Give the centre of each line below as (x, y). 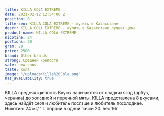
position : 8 (17, 19)
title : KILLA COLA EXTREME (33, 10)
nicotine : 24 (19, 38)
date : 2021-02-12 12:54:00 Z (35, 14)
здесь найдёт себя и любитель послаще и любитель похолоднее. (74, 103)
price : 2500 (17, 51)
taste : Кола (17, 70)
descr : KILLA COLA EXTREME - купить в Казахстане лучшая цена (70, 28)
